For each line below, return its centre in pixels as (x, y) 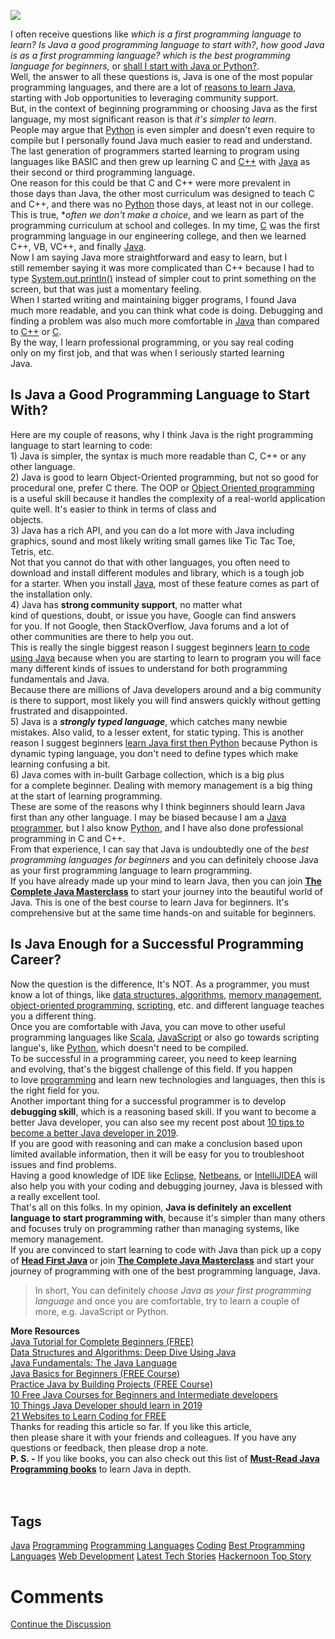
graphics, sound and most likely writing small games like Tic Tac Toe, (153, 541)
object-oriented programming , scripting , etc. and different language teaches (167, 1005)
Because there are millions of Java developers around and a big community (166, 689)
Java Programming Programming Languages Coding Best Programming (158, 1546)
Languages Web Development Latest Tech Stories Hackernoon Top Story (161, 1556)
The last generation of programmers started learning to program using (155, 151)
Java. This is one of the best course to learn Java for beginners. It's (150, 902)
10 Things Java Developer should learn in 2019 (106, 1405)
